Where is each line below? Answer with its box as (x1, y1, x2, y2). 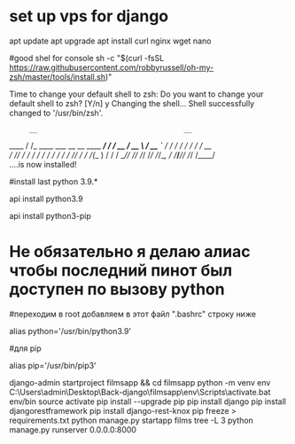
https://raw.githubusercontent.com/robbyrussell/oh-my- (9, 62, 214, 73)
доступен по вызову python (9, 279, 225, 300)
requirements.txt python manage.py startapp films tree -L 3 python (9, 415, 254, 425)
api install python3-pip (9, 210, 91, 221)
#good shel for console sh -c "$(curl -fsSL (9, 52, 165, 63)
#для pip (9, 343, 42, 354)
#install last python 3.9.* (9, 175, 98, 187)
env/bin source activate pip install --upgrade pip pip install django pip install (9, 396, 286, 407)
